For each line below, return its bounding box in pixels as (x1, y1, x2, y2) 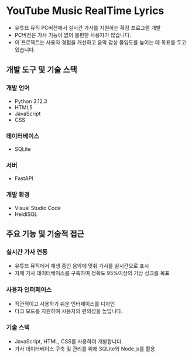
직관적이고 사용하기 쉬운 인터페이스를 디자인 (14, 300, 115, 307)
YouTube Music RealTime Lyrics (6, 4, 164, 18)
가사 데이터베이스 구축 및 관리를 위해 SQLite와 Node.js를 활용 (14, 345, 155, 352)
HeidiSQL (14, 211, 38, 218)
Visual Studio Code (14, 204, 61, 211)
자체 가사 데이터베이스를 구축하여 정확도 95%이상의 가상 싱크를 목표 (14, 270, 170, 277)
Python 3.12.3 (14, 98, 47, 105)
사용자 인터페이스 (6, 285, 52, 294)
